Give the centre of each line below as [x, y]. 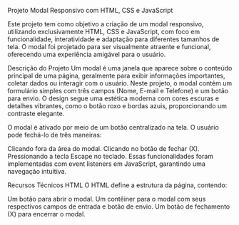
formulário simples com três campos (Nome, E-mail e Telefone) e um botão [118, 91]
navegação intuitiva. [37, 171]
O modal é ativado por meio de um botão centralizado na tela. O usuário [113, 127]
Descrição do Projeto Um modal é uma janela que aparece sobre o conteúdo [120, 68]
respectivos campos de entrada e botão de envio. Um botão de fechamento [119, 206]
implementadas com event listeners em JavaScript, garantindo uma [106, 164]
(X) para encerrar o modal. [46, 214]
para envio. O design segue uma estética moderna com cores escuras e [113, 98]
